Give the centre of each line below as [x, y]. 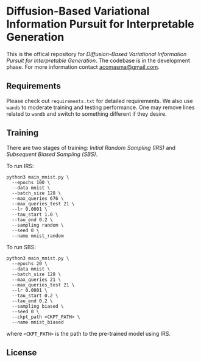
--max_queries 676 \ [38, 198]
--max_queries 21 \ [37, 279]
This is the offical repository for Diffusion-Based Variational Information [97, 54]
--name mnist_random [38, 236]
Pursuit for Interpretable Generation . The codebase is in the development [98, 60]
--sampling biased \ [38, 306]
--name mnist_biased [38, 322]
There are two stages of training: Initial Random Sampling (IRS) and [91, 147]
